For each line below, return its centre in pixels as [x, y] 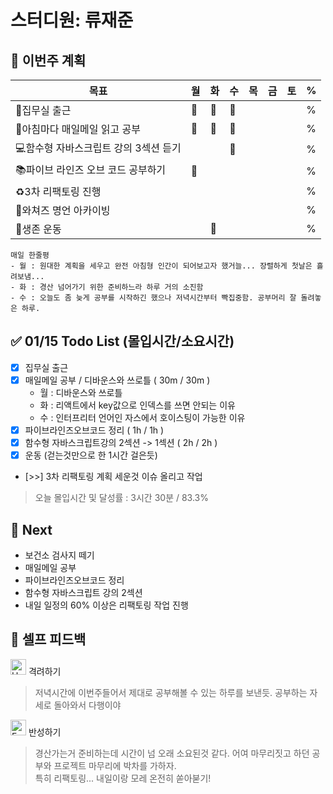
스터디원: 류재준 [72, 20]
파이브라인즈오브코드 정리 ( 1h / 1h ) [94, 430]
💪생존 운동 [38, 229]
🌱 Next [31, 529]
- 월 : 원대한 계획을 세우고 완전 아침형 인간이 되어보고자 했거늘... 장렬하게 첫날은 [161, 266]
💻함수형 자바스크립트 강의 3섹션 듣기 [98, 148]
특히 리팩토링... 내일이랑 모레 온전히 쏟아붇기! [123, 778]
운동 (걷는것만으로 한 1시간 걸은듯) [91, 455]
